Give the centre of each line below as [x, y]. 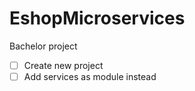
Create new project [63, 65]
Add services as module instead [90, 76]
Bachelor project [43, 46]
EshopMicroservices [97, 18]
